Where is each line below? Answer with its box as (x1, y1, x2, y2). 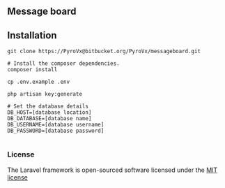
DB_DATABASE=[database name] (7, 115, 92, 122)
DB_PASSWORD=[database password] (7, 127, 104, 135)
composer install (7, 66, 58, 73)
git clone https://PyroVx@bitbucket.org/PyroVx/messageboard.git (7, 48, 201, 55)
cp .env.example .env (7, 78, 70, 86)
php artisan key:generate (7, 91, 82, 98)
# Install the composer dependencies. (7, 60, 120, 67)
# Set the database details (7, 103, 89, 110)
